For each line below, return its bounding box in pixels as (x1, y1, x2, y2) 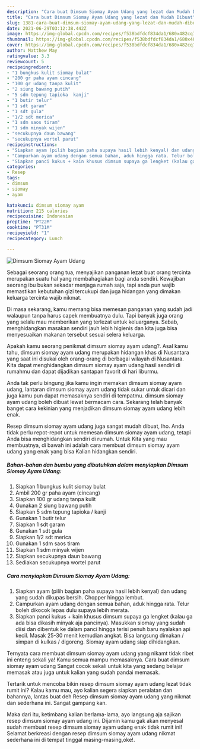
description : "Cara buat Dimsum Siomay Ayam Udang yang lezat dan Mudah (7, 8, 191, 15)
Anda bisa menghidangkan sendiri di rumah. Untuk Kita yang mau (7, 435, 167, 442)
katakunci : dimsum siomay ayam (7, 202, 84, 209)
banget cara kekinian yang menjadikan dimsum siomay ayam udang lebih (7, 405, 186, 412)
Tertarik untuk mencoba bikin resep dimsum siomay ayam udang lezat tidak (7, 680, 192, 687)
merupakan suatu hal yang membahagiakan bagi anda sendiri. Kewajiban (7, 275, 186, 282)
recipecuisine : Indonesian (7, 213, 74, 219)
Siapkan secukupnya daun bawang (15, 552, 101, 560)
